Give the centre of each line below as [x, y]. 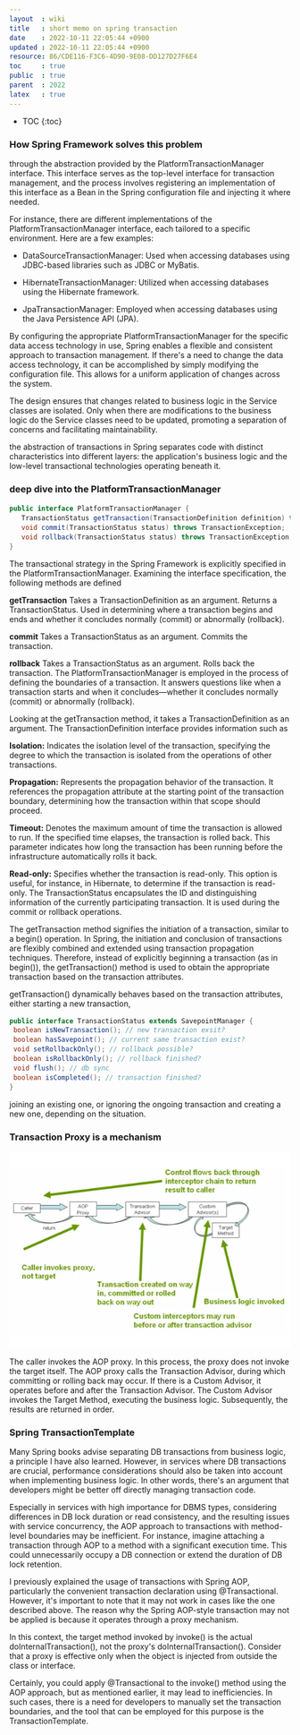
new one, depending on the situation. [78, 1114]
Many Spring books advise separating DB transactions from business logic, [147, 1452]
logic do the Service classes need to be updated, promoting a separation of [148, 420]
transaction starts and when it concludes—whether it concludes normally [144, 692]
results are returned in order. [62, 1409]
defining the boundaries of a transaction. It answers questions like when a [145, 682]
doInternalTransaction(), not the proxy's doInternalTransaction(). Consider [146, 1646]
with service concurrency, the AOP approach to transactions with [129, 1526]
